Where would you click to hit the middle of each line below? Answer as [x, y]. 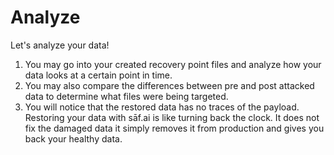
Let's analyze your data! [60, 45]
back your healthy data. [73, 138]
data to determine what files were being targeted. [126, 96]
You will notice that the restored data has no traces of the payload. [162, 107]
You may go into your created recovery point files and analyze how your [173, 64]
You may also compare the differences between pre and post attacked [169, 85]
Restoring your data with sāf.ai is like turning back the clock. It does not [172, 117]
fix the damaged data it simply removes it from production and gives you [174, 128]
